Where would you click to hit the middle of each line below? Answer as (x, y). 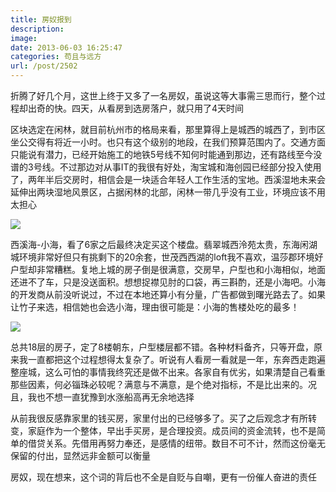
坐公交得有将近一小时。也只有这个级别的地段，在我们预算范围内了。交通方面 (168, 142)
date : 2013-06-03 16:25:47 (66, 47)
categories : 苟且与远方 (56, 57)
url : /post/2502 (44, 66)
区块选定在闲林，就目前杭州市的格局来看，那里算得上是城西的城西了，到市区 (168, 129)
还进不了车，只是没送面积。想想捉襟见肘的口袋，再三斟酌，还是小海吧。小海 (168, 282)
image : (24, 38)
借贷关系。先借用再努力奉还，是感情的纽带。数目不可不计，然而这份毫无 (176, 443)
